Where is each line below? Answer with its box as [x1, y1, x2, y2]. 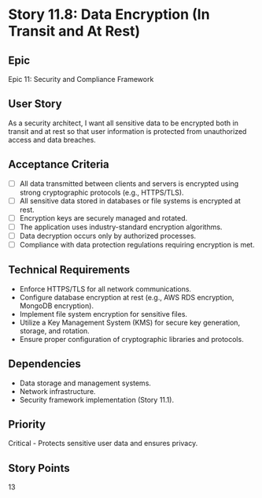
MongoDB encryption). [19, 301, 94, 310]
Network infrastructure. [19, 386, 96, 396]
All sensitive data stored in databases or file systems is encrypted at [19, 195, 242, 206]
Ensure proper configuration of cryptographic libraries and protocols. [19, 334, 244, 344]
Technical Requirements [8, 263, 131, 277]
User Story [8, 97, 62, 111]
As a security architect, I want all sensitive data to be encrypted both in [8, 118, 238, 128]
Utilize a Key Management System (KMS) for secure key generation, [19, 318, 241, 327]
